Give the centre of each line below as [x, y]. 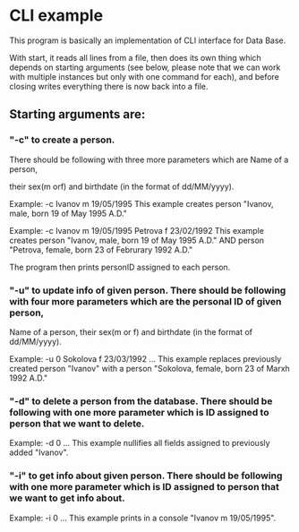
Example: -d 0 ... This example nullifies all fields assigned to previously [140, 443]
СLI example [56, 16]
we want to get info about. [67, 498]
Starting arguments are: [77, 114]
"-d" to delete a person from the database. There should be [141, 401]
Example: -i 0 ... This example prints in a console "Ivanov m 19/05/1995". [143, 518]
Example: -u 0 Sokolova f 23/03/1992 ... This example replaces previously [145, 358]
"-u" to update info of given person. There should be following [148, 290]
